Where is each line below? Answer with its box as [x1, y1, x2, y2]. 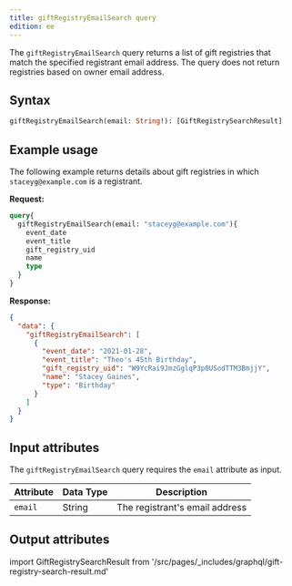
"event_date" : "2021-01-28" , [42, 347, 153, 356]
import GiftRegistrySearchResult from [9, 556, 150, 567]
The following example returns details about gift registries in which [9, 166, 259, 177]
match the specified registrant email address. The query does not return [9, 57, 280, 67]
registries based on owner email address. [9, 66, 165, 77]
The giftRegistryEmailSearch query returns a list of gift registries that [9, 46, 271, 57]
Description [156, 486, 207, 499]
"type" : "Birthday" [42, 380, 116, 390]
